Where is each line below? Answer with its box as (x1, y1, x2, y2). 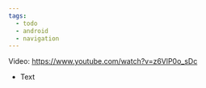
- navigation (15, 34, 60, 43)
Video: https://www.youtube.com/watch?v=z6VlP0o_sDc (8, 57, 198, 66)
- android (15, 27, 48, 35)
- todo (15, 19, 38, 27)
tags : (8, 11, 27, 20)
